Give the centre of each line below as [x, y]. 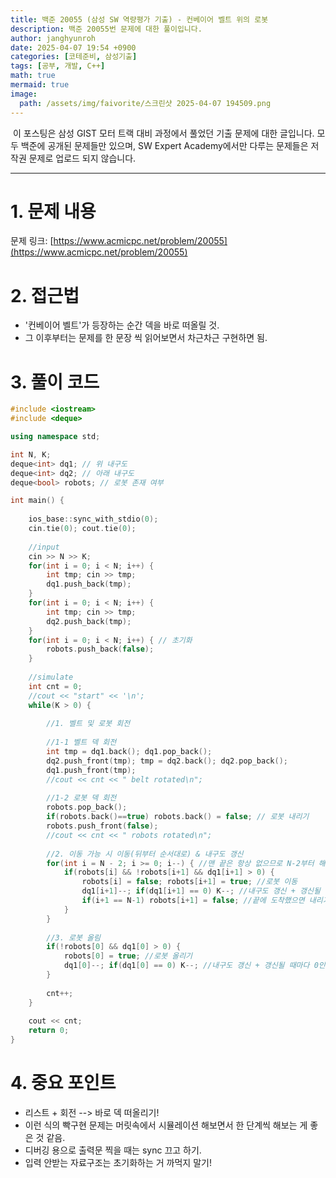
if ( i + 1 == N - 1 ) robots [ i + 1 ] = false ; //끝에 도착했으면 [193, 901]
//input [44, 547]
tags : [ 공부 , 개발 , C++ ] [58, 66]
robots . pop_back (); [87, 807]
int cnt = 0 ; [55, 686]
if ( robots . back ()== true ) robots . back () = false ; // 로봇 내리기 [178, 817]
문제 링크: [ [32, 241]
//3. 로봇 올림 [73, 937]
